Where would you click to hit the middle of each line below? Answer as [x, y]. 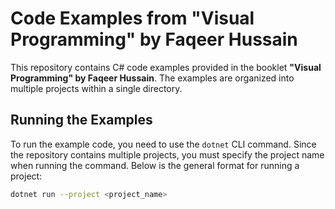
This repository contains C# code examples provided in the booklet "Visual [166, 67]
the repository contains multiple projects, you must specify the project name [167, 154]
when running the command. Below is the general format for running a [155, 165]
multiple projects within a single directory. [96, 88]
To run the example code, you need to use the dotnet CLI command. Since [163, 144]
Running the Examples [81, 120]
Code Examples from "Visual [132, 18]
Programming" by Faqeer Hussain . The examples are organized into [152, 78]
